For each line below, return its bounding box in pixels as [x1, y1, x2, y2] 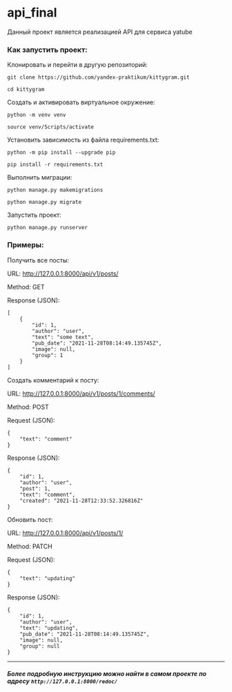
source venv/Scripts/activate [7, 124, 95, 131]
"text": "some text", [32, 334, 95, 340]
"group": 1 [32, 352, 64, 358]
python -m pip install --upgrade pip [7, 149, 116, 156]
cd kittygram [7, 86, 45, 93]
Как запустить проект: [7, 45, 88, 55]
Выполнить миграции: [7, 173, 72, 182]
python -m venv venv [7, 112, 67, 119]
